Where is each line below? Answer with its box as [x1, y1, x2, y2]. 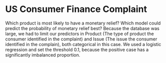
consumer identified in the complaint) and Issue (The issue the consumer [5, 36, 157, 42]
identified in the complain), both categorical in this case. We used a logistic [5, 41, 161, 47]
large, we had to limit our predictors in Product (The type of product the [5, 30, 154, 36]
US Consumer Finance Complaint [5, 3, 147, 15]
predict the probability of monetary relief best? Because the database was [5, 25, 160, 31]
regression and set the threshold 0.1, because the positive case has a [5, 46, 149, 52]
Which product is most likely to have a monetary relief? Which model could [5, 20, 161, 26]
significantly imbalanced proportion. [5, 51, 81, 58]
